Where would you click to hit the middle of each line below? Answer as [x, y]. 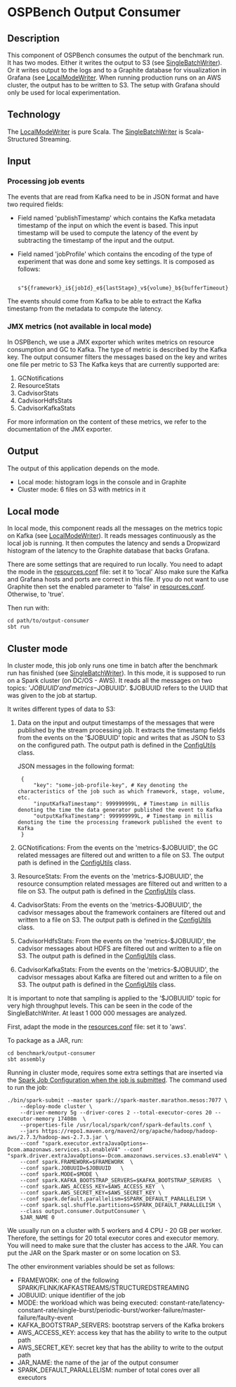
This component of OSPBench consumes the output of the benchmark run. [116, 55]
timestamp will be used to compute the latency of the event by [107, 232]
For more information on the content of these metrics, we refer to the [107, 421]
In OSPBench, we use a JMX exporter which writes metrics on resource [111, 341]
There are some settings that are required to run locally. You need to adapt [115, 565]
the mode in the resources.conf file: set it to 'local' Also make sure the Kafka [118, 572]
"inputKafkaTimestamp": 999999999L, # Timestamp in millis [122, 804]
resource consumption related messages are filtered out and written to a [122, 884]
